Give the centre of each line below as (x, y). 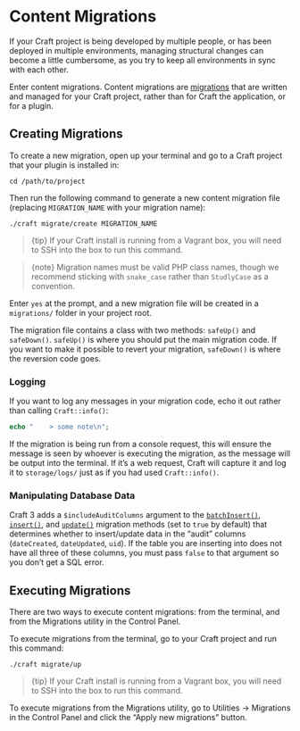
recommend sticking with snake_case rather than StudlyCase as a (150, 276)
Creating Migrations (66, 134)
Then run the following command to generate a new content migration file (145, 197)
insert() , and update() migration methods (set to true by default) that (138, 525)
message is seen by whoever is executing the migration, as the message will (150, 453)
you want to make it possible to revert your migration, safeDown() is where (145, 349)
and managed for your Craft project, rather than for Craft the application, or (147, 96)
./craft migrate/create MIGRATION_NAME (83, 224)
